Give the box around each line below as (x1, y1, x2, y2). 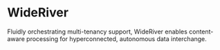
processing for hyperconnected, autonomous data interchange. (26, 34, 208, 42)
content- (189, 27, 214, 36)
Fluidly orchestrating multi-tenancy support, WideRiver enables (7, 27, 188, 36)
